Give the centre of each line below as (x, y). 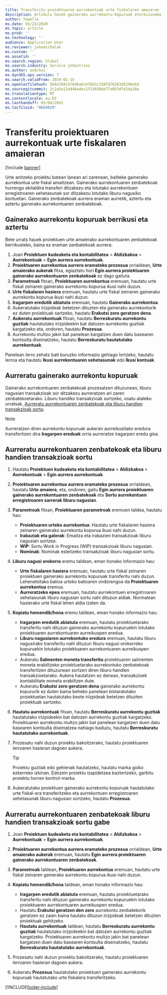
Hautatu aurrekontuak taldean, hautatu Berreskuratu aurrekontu (87, 926)
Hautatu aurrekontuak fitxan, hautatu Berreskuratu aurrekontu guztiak (86, 712)
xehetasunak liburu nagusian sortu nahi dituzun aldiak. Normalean (88, 598)
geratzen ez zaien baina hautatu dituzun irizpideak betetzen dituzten (90, 916)
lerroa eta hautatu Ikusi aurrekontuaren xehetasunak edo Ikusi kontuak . (80, 360)
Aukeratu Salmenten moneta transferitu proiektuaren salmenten (86, 659)
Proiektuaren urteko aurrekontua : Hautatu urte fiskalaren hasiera (87, 525)
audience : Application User (34, 43)
